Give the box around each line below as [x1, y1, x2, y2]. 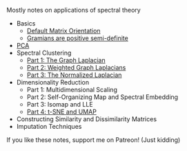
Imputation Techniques [16, 123, 82, 130]
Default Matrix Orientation [26, 27, 101, 35]
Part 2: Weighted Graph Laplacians [26, 64, 126, 71]
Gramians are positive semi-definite [26, 34, 128, 42]
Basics [16, 19, 36, 27]
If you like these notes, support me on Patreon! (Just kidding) [6, 136, 181, 144]
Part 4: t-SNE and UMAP [26, 107, 97, 116]
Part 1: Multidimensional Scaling [26, 86, 118, 94]
